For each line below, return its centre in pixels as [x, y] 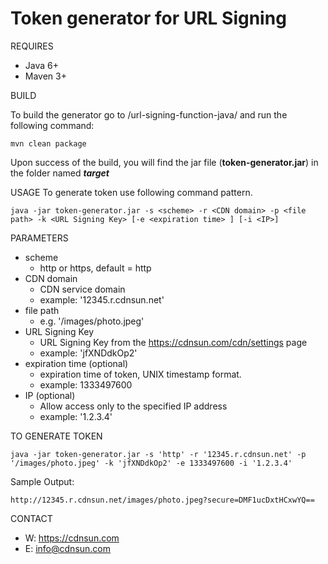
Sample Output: [42, 481]
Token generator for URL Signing [148, 18]
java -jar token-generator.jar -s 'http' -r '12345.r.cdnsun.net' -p [158, 454]
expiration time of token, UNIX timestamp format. [140, 374]
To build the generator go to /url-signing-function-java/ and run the [149, 114]
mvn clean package [48, 143]
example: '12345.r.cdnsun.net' [102, 299]
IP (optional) [50, 395]
